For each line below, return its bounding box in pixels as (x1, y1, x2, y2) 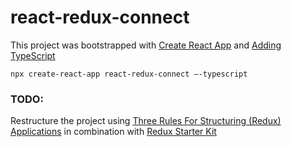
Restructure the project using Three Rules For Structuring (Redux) (10, 115, 282, 127)
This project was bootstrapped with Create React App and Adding (10, 39, 282, 51)
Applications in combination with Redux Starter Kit (10, 126, 217, 138)
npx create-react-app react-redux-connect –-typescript (10, 69, 248, 79)
